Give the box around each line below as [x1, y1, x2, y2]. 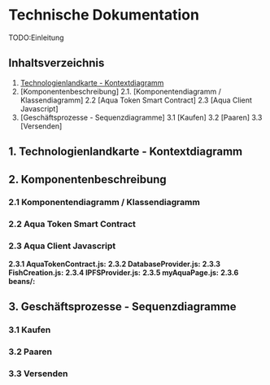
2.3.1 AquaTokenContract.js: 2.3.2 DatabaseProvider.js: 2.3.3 [8, 259, 221, 269]
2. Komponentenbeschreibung [8, 173, 167, 186]
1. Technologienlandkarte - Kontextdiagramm [8, 145, 243, 159]
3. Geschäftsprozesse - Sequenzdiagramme [8, 300, 237, 314]
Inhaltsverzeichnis [8, 56, 105, 70]
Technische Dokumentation [8, 6, 199, 24]
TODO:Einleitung [8, 33, 64, 42]
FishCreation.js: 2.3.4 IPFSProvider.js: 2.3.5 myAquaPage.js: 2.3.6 [8, 267, 239, 278]
